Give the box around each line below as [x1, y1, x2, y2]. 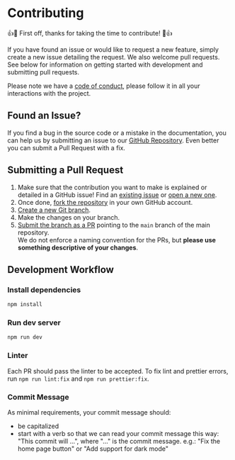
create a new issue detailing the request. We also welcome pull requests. [7, 52, 220, 61]
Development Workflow [7, 264, 115, 276]
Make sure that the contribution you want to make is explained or [17, 183, 207, 191]
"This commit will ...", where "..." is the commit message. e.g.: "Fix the [17, 437, 221, 445]
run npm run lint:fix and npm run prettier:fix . [7, 374, 150, 383]
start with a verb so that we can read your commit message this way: [17, 429, 219, 437]
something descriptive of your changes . [17, 243, 139, 252]
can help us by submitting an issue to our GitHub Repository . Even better [7, 136, 219, 145]
